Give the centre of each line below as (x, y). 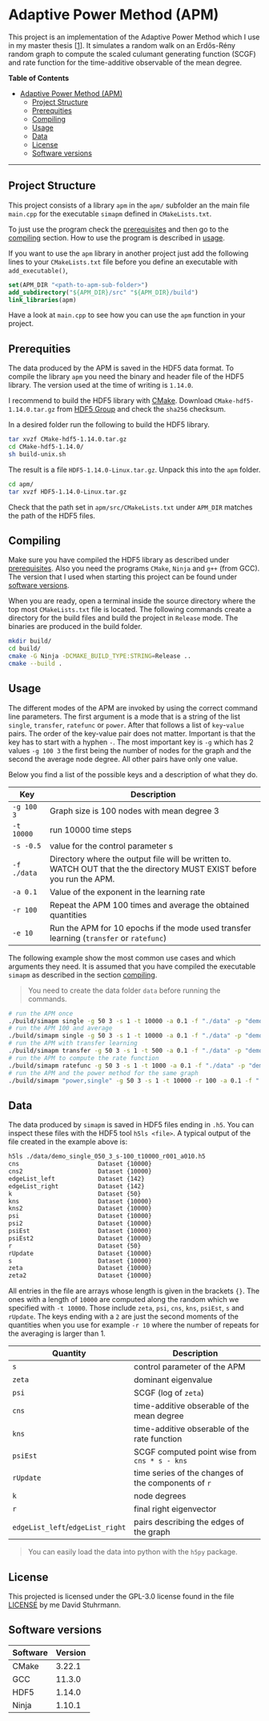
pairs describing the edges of (189, 1522)
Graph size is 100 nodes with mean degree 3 (134, 811)
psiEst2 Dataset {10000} (80, 1238)
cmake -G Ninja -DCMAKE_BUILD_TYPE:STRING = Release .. (100, 656)
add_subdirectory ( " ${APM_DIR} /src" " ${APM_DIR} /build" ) (103, 292)
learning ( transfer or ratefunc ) (108, 937)
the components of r (173, 1483)
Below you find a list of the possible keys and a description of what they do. (133, 774)
